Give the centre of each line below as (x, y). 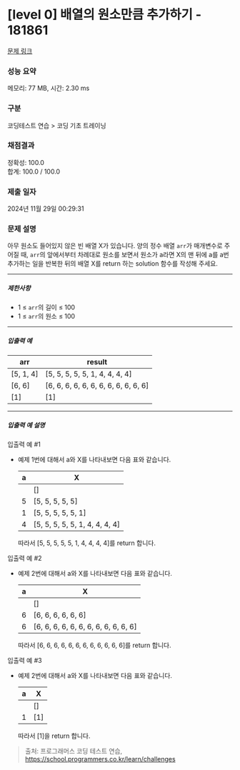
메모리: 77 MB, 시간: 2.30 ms (49, 88)
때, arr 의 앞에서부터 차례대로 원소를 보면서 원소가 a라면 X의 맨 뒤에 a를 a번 (125, 255)
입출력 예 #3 (25, 661)
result (97, 362)
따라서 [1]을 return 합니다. (54, 736)
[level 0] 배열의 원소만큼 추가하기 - (105, 15)
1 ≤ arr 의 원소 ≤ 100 (46, 316)
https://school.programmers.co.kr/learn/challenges (100, 759)
